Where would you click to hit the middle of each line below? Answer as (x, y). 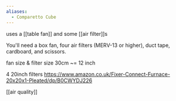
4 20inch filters (24, 74)
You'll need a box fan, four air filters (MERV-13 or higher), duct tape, (88, 45)
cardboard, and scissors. (36, 51)
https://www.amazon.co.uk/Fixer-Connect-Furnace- (107, 74)
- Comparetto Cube (34, 17)
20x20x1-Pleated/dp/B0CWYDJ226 (49, 80)
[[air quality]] (22, 92)
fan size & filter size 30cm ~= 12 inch (51, 63)
